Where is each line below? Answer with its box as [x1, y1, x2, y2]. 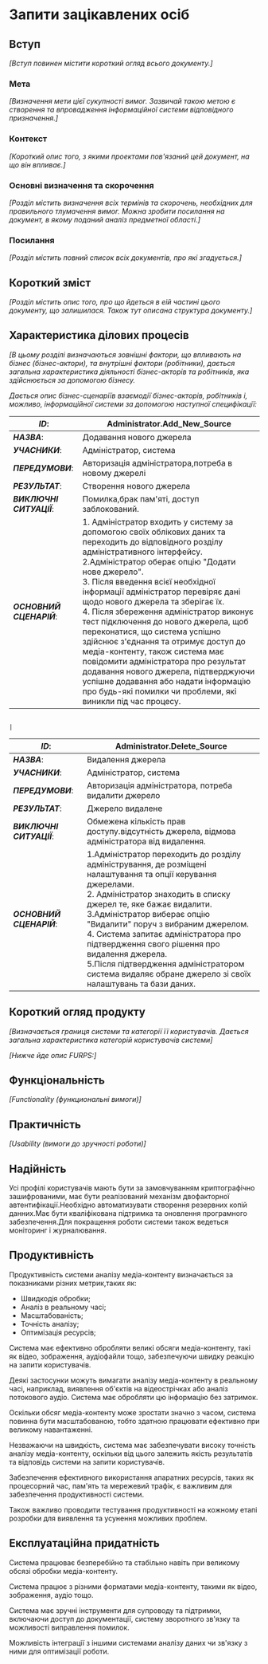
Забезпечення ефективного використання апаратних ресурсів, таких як [9, 1473, 254, 1482]
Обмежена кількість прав [87, 816, 186, 827]
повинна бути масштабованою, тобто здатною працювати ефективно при [9, 1416, 260, 1426]
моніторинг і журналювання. [9, 1225, 107, 1235]
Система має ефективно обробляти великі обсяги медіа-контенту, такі [9, 1343, 251, 1352]
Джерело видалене [87, 803, 163, 814]
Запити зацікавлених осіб [9, 6, 190, 24]
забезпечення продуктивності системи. [9, 1489, 145, 1499]
